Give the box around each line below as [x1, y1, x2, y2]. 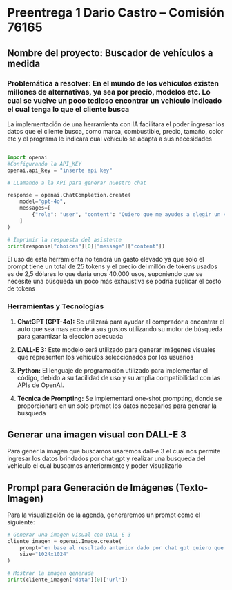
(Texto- [175, 482, 209, 493]
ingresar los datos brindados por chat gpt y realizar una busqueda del [7, 454, 206, 463]
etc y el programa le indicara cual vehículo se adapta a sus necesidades [7, 135, 213, 143]
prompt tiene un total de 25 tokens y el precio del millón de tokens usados [7, 262, 217, 271]
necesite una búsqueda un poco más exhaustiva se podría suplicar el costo [7, 277, 222, 286]
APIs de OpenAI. [17, 381, 64, 389]
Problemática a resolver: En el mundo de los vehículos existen [7, 78, 220, 88]
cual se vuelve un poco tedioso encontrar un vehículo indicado [7, 95, 222, 105]
